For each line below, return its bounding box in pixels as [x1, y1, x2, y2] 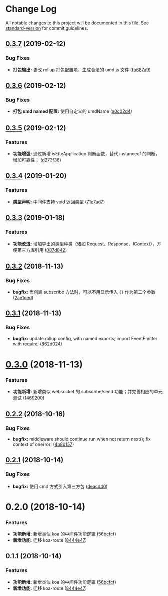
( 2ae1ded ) [12, 295, 34, 301]
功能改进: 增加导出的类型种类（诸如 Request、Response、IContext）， [12, 241, 157, 247]
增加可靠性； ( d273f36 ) [12, 157, 61, 163]
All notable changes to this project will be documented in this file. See [5, 20, 149, 26]
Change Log [5, 3, 57, 15]
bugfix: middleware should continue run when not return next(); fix [12, 436, 151, 442]
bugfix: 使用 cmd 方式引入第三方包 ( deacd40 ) [12, 483, 108, 489]
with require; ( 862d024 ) [12, 341, 63, 347]
